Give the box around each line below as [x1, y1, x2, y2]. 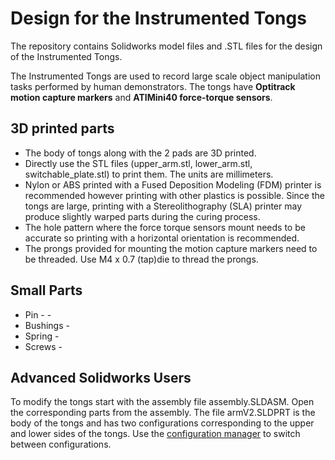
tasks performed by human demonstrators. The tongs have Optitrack [10, 80, 296, 92]
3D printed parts [10, 120, 115, 137]
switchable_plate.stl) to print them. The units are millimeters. [24, 168, 274, 180]
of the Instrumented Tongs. [10, 50, 123, 62]
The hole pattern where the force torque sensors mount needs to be [24, 221, 306, 233]
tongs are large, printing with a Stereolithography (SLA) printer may [24, 200, 303, 212]
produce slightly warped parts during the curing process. [24, 210, 261, 222]
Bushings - [24, 319, 70, 331]
